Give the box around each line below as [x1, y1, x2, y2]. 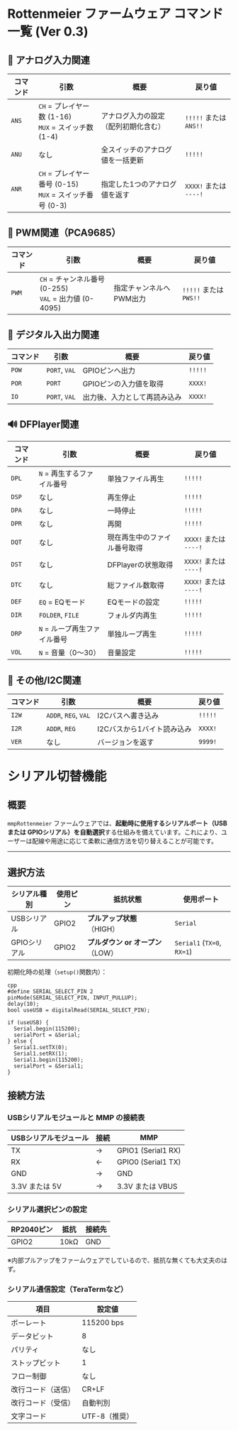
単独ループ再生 [107, 629, 157, 639]
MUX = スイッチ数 [38, 123, 93, 132]
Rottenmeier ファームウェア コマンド [7, 6, 224, 22]
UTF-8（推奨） [81, 1411, 134, 1421]
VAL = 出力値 [39, 293, 81, 303]
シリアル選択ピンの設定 [7, 1204, 87, 1214]
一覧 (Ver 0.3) [7, 23, 89, 40]
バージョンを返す [97, 738, 154, 747]
